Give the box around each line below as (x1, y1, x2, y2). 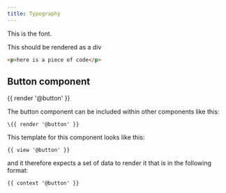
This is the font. (7, 29, 52, 38)
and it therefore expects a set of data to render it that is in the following (7, 159, 211, 167)
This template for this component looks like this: (7, 133, 145, 141)
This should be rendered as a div (7, 43, 102, 51)
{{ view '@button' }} (7, 147, 70, 154)
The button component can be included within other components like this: (7, 107, 220, 116)
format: (7, 167, 29, 175)
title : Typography (7, 10, 61, 17)
